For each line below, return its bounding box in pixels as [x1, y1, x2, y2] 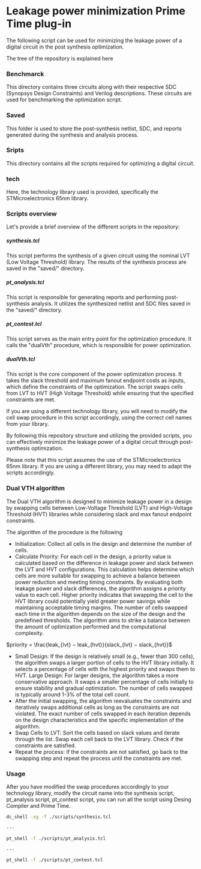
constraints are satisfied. [14, 742, 76, 749]
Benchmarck [6, 70, 44, 78]
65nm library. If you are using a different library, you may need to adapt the [6, 463, 192, 470]
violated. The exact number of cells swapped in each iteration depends [14, 709, 191, 717]
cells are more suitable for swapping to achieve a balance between [14, 572, 181, 579]
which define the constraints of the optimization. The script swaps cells [6, 383, 183, 390]
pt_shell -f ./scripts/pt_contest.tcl [6, 857, 103, 863]
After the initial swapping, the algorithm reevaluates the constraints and [14, 697, 192, 704]
